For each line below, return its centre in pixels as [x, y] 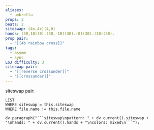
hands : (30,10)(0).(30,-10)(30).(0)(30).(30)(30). [60, 34]
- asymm [18, 53]
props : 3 [14, 19]
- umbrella [21, 15]
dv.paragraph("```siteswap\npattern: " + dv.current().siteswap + [77, 118]
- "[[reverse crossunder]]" [40, 72]
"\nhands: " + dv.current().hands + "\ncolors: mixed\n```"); [72, 122]
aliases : [14, 10]
